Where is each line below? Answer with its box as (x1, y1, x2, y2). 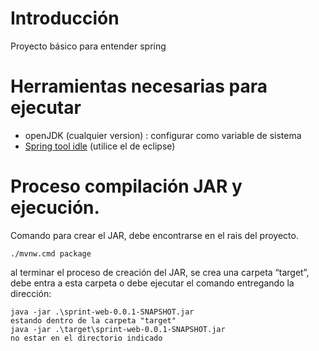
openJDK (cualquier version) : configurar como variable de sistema (24, 129, 302, 141)
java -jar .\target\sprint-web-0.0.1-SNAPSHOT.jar (10, 324, 226, 334)
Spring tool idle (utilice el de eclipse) (24, 140, 176, 152)
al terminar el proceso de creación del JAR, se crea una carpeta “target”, (10, 266, 310, 278)
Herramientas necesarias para (10, 75, 268, 98)
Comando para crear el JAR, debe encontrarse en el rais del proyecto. (10, 229, 299, 241)
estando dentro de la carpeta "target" (10, 315, 177, 326)
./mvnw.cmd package (10, 248, 92, 259)
